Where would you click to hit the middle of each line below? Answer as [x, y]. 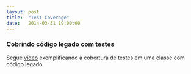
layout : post [23, 12]
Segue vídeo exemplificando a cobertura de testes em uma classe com [95, 58]
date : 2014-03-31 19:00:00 [43, 23]
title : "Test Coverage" [38, 18]
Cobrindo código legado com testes [60, 44]
